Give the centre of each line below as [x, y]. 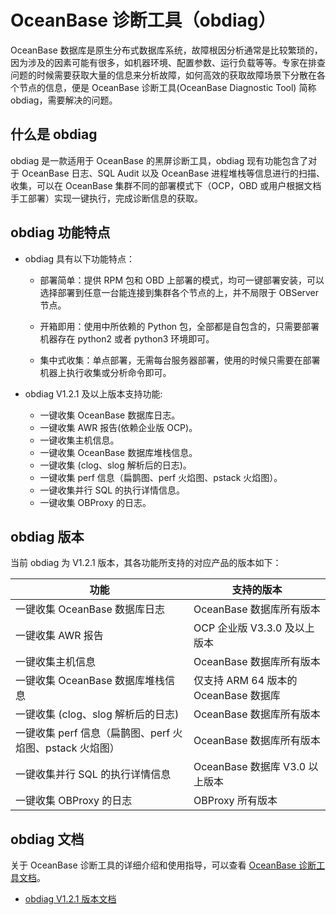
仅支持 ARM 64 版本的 [245, 681]
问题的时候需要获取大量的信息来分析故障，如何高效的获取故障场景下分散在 [163, 75]
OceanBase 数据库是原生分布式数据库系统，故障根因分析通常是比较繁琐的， [166, 50]
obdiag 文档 [47, 839]
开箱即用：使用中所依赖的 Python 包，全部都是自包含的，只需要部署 [179, 326]
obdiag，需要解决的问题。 [64, 100]
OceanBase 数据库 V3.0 [250, 767]
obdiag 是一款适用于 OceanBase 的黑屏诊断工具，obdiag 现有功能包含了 [159, 160]
